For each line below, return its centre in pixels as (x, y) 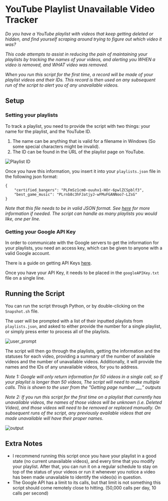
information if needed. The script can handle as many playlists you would (81, 213)
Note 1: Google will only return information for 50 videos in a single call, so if (84, 376)
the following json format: (31, 176)
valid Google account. (28, 253)
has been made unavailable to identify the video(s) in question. (77, 477)
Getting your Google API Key (40, 231)
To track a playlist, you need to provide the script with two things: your (78, 126)
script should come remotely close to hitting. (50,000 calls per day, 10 (84, 487)
